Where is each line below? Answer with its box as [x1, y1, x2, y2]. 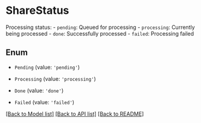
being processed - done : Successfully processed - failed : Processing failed [5, 30, 194, 37]
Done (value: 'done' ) [14, 87, 64, 94]
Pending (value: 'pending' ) [14, 63, 80, 71]
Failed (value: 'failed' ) [14, 98, 75, 106]
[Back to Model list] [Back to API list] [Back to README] [5, 110, 144, 118]
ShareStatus [5, 4, 69, 17]
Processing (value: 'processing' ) [14, 75, 96, 82]
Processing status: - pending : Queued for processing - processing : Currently [5, 24, 196, 31]
